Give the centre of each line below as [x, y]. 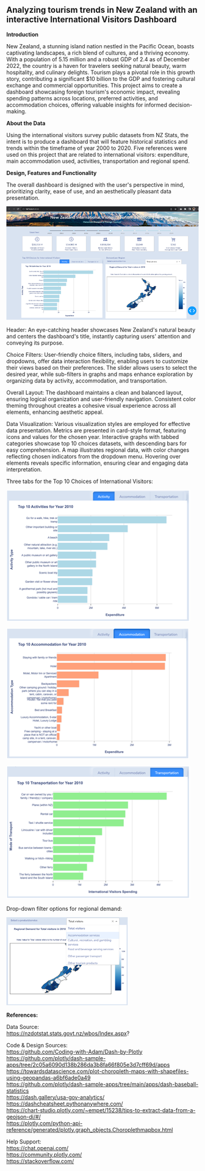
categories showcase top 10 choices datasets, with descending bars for [97, 443]
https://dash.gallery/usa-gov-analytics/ [56, 1097]
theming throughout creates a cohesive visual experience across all [91, 405]
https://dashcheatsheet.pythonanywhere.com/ [65, 1104]
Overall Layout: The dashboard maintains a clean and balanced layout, [95, 392]
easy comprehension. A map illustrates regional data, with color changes [98, 450]
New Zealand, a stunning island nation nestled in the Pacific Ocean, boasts [100, 46]
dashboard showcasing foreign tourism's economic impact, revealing [93, 92]
